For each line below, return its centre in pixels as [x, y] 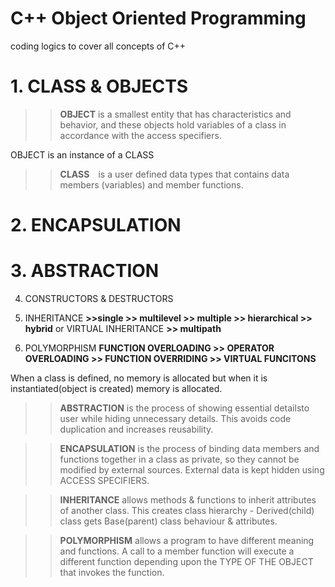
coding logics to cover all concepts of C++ [98, 46]
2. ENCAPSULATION [96, 225]
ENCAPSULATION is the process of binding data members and [189, 448]
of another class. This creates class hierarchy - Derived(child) [187, 510]
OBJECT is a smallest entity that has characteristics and [175, 114]
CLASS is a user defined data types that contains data [174, 174]
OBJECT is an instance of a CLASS [82, 154]
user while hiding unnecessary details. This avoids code [175, 418]
